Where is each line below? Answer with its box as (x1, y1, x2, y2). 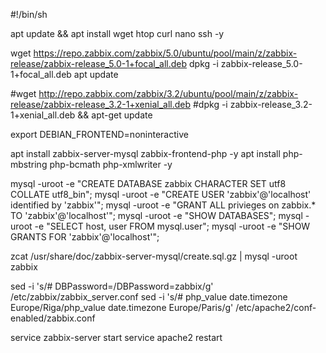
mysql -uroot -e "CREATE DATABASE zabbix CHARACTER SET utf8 (10, 178, 287, 189)
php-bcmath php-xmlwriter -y (49, 159, 173, 170)
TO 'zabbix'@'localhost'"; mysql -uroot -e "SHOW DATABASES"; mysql (10, 210, 303, 221)
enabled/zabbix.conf (10, 312, 96, 324)
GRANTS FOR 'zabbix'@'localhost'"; (10, 231, 160, 243)
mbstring (10, 159, 48, 170)
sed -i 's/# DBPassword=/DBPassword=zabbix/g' (10, 280, 214, 292)
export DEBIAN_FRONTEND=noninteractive (10, 129, 189, 140)
